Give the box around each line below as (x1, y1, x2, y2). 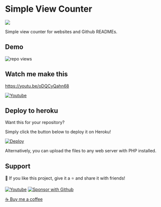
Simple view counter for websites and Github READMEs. (5, 28, 118, 35)
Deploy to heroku (5, 106, 58, 115)
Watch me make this (5, 70, 68, 79)
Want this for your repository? (5, 120, 65, 125)
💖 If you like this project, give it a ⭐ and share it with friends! (5, 175, 125, 181)
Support (5, 162, 31, 170)
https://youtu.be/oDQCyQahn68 (5, 83, 70, 89)
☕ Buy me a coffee (5, 196, 43, 202)
